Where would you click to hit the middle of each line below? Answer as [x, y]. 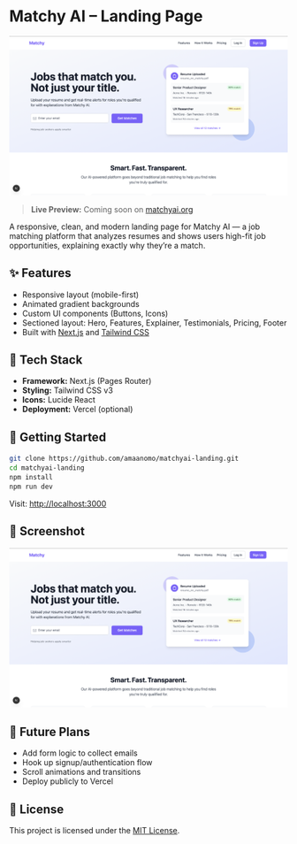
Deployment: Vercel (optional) [77, 410]
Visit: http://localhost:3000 [58, 503]
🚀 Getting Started [58, 437]
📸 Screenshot [47, 531]
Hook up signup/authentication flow [87, 763]
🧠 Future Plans [50, 732]
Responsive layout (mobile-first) [80, 295]
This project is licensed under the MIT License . [95, 831]
